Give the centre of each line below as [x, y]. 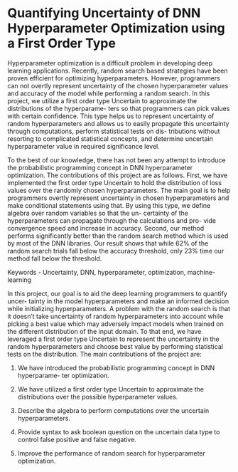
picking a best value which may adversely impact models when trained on [115, 324]
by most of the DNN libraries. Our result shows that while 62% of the [108, 243]
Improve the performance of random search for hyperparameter [112, 453]
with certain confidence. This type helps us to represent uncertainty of [111, 116]
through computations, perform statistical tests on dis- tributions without [114, 131]
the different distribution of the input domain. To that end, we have [104, 331]
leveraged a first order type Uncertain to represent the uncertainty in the [113, 339]
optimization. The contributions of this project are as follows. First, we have [118, 175]
